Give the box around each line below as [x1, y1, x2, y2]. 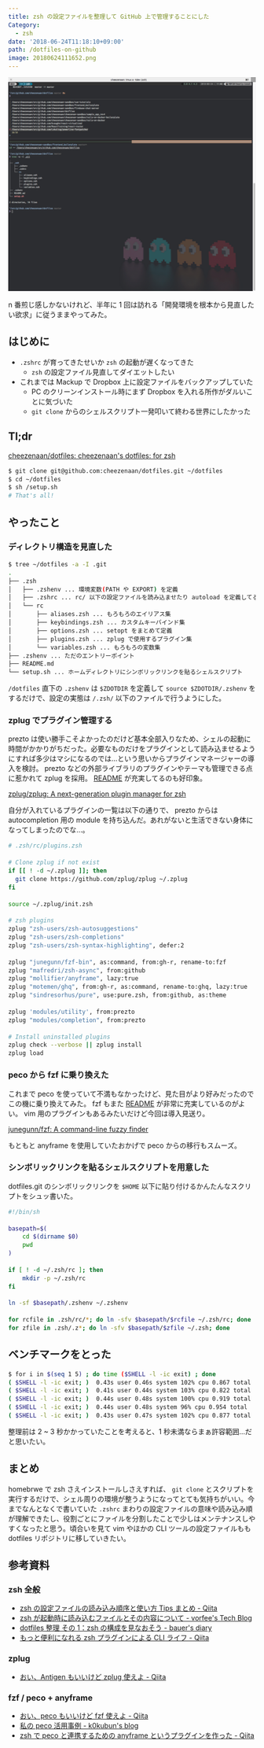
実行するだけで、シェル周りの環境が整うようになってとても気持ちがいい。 [8, 1494, 248, 1503]
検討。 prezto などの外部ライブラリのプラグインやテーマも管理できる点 [21, 764, 253, 773]
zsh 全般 [8, 1584, 41, 1595]
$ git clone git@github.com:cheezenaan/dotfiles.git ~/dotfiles [8, 467, 223, 475]
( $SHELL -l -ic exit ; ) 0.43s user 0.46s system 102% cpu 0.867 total [8, 1378, 251, 1386]
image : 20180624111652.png [8, 54, 97, 62]
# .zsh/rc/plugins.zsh [8, 842, 82, 850]
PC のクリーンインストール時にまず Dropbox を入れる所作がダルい [31, 386, 246, 396]
